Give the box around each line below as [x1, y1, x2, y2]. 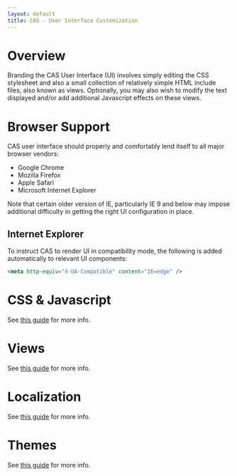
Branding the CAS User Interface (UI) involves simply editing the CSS [7, 71, 209, 80]
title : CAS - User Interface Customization [7, 17, 138, 24]
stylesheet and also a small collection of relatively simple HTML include [7, 79, 216, 87]
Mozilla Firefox [17, 171, 61, 180]
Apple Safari [17, 178, 55, 187]
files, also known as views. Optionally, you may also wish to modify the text [7, 86, 227, 94]
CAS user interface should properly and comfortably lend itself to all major [7, 142, 225, 151]
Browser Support [7, 119, 110, 135]
